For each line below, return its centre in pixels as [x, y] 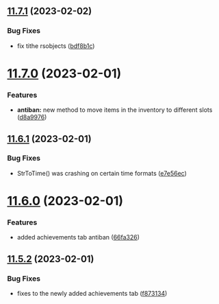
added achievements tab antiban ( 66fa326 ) [78, 237]
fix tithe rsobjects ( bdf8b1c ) [56, 46]
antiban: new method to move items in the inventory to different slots [115, 110]
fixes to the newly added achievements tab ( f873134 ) [92, 294]
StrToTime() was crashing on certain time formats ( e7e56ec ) [102, 173]
